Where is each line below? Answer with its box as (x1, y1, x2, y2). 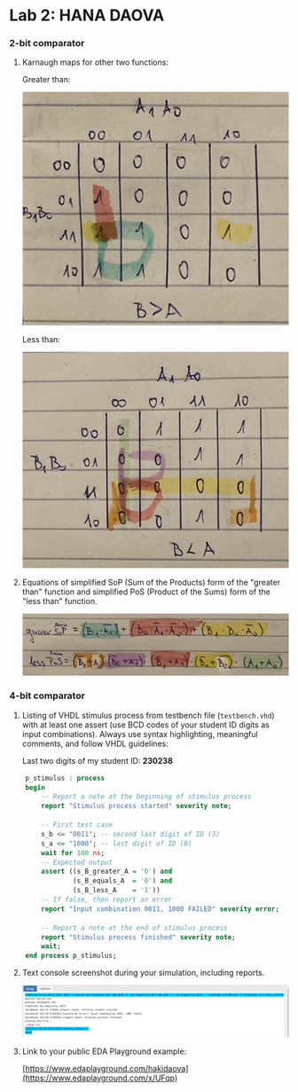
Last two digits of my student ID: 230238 (21, 755, 173, 766)
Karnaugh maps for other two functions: (21, 57, 169, 67)
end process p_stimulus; (25, 951, 117, 961)
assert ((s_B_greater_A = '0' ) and (41, 867, 173, 876)
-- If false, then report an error (41, 895, 173, 905)
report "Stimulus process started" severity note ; (41, 802, 232, 811)
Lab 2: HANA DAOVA (9, 5, 165, 26)
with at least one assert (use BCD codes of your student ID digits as (21, 719, 271, 730)
